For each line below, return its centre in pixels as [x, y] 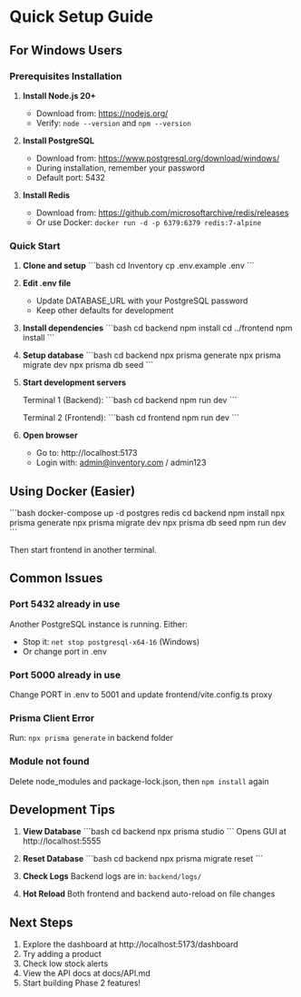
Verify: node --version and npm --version [114, 123]
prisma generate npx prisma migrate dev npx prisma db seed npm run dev [148, 522]
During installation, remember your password [121, 168]
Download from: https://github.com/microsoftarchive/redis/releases [162, 212]
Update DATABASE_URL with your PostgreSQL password [142, 301]
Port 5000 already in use [65, 675]
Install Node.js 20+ [59, 95]
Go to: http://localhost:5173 [87, 453]
